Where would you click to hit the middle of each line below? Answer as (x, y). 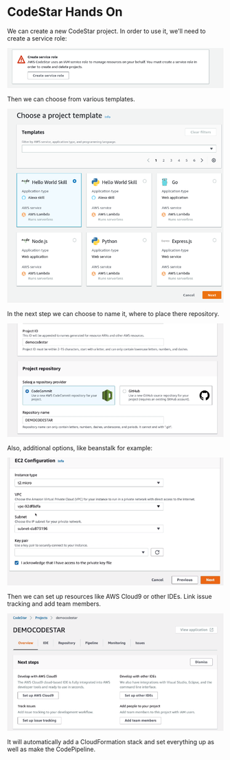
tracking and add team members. (54, 604)
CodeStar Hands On (65, 12)
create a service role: (37, 38)
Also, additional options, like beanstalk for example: (80, 447)
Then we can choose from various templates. (71, 99)
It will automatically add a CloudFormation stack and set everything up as (111, 741)
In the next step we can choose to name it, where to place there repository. (113, 313)
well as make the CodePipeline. (51, 749)
